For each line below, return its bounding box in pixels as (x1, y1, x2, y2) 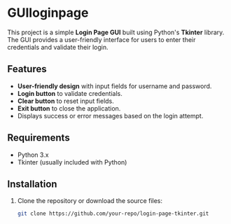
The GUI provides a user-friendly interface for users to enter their (7, 35, 196, 43)
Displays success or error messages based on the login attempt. (17, 111, 204, 120)
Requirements (7, 132, 70, 144)
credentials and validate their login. (7, 43, 108, 51)
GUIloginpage (7, 5, 89, 21)
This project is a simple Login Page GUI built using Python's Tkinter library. (7, 28, 225, 36)
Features (7, 63, 47, 75)
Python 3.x (17, 150, 49, 159)
